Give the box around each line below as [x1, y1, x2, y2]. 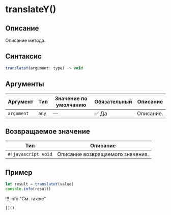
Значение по [54, 95, 88, 102]
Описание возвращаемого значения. [57, 151, 149, 158]
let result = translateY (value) [5, 182, 74, 187]
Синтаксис [5, 52, 42, 61]
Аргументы [5, 80, 44, 89]
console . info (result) [5, 186, 51, 192]
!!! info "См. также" [5, 195, 46, 202]
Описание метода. [5, 37, 46, 43]
